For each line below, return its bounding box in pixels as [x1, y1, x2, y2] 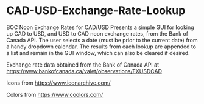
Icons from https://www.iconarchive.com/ [6, 79, 111, 86]
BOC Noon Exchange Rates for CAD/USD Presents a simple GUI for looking [6, 24, 194, 31]
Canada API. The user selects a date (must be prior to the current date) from [6, 36, 198, 44]
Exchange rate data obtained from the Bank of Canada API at [6, 61, 160, 68]
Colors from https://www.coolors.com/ [6, 91, 104, 98]
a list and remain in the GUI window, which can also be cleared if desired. [6, 49, 190, 56]
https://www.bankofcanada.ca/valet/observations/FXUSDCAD [6, 67, 163, 74]
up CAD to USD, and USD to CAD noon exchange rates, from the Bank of [6, 30, 189, 37]
